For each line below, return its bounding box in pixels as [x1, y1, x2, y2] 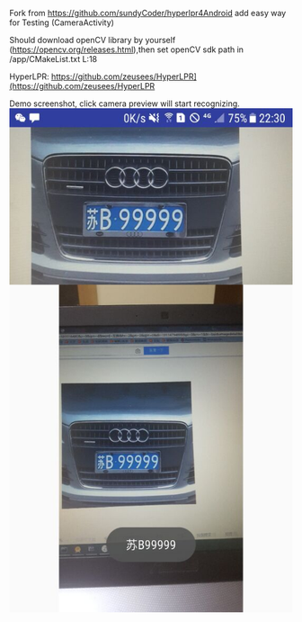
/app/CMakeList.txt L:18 [9, 54, 97, 64]
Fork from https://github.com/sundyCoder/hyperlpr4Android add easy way [9, 8, 287, 18]
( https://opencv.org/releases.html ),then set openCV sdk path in [9, 44, 244, 55]
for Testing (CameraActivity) [9, 17, 115, 28]
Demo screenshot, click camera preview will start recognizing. [9, 98, 240, 109]
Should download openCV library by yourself [9, 35, 176, 45]
